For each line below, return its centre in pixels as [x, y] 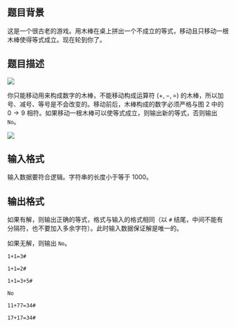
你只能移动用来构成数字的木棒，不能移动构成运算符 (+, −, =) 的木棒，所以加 [116, 95]
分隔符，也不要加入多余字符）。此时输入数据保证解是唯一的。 [95, 228]
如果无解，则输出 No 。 [39, 243]
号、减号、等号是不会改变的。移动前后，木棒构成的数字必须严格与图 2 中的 [116, 104]
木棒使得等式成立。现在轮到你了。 [57, 39]
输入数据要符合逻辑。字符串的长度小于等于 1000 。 [80, 177]
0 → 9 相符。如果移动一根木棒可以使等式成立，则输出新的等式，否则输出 [112, 113]
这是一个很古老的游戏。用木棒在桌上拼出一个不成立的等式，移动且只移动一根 [118, 31]
